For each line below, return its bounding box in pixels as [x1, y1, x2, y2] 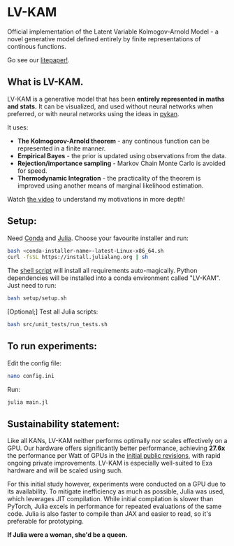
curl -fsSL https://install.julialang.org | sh [7, 253, 149, 261]
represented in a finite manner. [17, 144, 106, 153]
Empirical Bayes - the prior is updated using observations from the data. [17, 151, 227, 160]
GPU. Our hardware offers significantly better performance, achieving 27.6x [7, 444, 226, 452]
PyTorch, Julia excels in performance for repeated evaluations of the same [7, 502, 222, 511]
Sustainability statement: [7, 418, 120, 430]
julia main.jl [7, 398, 49, 406]
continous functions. [7, 42, 66, 50]
